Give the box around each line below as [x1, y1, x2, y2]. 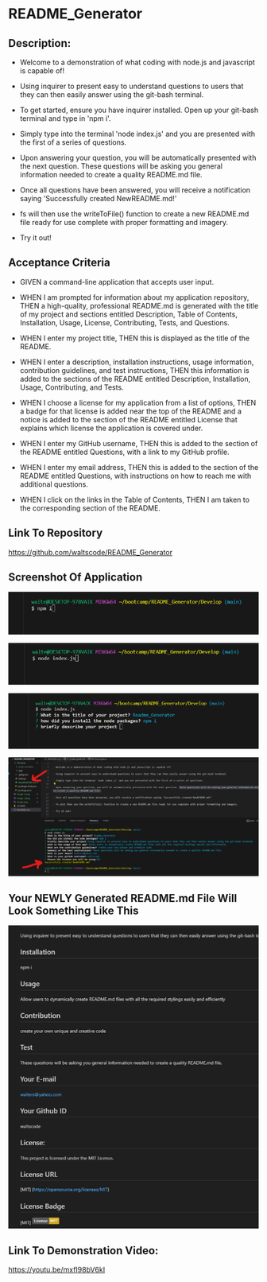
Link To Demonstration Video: [8, 1244, 159, 1257]
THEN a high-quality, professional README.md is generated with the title [19, 301, 259, 310]
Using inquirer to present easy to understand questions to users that [19, 81, 244, 91]
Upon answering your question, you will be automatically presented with [19, 153, 257, 162]
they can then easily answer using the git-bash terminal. [19, 90, 204, 99]
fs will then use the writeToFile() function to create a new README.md [19, 209, 250, 219]
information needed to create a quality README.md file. [19, 170, 203, 179]
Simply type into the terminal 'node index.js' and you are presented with [19, 129, 256, 138]
